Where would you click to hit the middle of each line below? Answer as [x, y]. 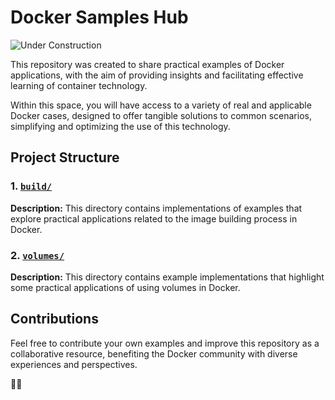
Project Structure [65, 157]
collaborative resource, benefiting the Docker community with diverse [154, 353]
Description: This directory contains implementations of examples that [156, 208]
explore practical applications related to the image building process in [154, 218]
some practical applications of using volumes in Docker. [125, 287]
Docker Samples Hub [99, 17]
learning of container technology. [79, 85]
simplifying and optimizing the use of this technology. [120, 126]
